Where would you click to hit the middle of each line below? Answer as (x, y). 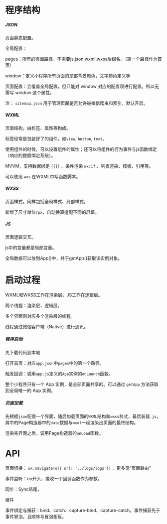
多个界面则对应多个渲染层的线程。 (40, 316)
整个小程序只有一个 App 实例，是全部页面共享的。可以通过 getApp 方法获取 (82, 384)
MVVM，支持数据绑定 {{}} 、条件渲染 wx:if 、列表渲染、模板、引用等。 (79, 166)
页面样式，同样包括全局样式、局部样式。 (47, 202)
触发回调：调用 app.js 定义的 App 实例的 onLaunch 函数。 (59, 374)
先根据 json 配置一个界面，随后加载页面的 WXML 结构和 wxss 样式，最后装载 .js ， (83, 416)
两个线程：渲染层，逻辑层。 (34, 305)
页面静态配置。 (20, 38)
